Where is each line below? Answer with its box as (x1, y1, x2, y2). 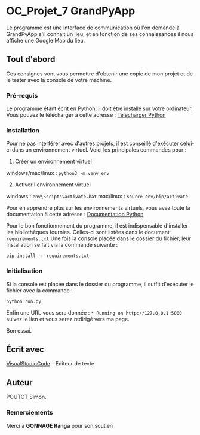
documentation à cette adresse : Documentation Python (6, 211, 144, 218)
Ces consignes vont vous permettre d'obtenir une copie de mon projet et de (6, 70, 193, 77)
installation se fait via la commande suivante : (6, 241, 118, 249)
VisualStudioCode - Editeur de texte (6, 360, 94, 367)
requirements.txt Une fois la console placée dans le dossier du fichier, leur (6, 235, 192, 242)
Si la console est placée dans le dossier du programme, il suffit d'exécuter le (6, 280, 194, 288)
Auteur (6, 377, 33, 388)
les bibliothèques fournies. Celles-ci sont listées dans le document (6, 229, 170, 236)
